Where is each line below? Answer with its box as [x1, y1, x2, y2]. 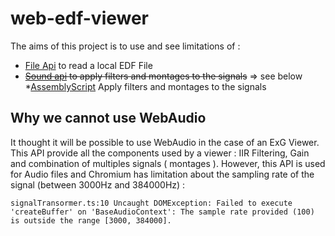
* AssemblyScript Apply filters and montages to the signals [24, 80, 267, 92]
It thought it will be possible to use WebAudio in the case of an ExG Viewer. [10, 136, 320, 148]
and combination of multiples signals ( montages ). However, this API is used [10, 157, 326, 169]
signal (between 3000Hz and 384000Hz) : [10, 178, 186, 191]
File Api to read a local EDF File [24, 59, 153, 71]
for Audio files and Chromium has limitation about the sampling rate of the [10, 168, 315, 180]
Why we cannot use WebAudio [10, 110, 207, 127]
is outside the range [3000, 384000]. [10, 215, 172, 226]
